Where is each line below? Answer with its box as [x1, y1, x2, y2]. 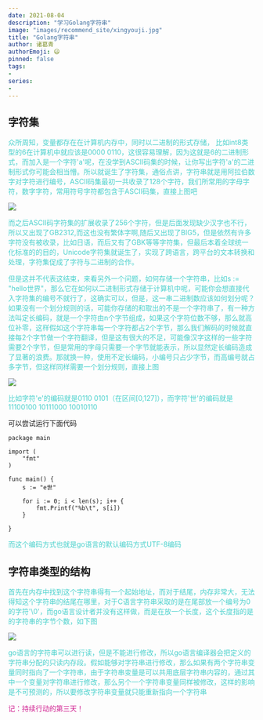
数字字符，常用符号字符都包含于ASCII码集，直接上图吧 [21, 187, 198, 196]
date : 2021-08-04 [8, 11, 65, 20]
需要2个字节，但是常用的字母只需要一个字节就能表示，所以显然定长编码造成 [8, 343, 253, 352]
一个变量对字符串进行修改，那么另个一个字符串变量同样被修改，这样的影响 [14, 678, 255, 686]
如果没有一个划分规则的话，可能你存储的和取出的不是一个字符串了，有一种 [8, 304, 248, 313]
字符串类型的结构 [8, 565, 91, 578]
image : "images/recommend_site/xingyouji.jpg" [8, 26, 163, 34]
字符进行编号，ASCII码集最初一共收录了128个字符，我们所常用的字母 [21, 177, 243, 187]
